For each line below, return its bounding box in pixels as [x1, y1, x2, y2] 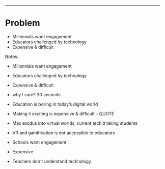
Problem [5, 18, 40, 28]
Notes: [5, 54, 19, 59]
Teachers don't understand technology [12, 158, 91, 164]
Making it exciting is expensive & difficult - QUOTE [12, 111, 114, 116]
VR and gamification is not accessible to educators [12, 130, 115, 136]
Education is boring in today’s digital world [12, 101, 98, 107]
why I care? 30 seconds [12, 91, 61, 97]
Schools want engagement [12, 139, 67, 145]
